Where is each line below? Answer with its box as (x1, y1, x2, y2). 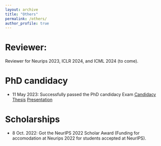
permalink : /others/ (5, 16, 47, 21)
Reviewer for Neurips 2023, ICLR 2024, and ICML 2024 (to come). (5, 58, 138, 64)
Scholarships (5, 114, 60, 125)
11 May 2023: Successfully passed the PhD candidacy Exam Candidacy (12, 92, 156, 97)
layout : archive (5, 7, 38, 12)
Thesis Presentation (12, 97, 53, 103)
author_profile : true (5, 21, 49, 26)
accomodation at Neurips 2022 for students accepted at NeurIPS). (12, 135, 146, 141)
